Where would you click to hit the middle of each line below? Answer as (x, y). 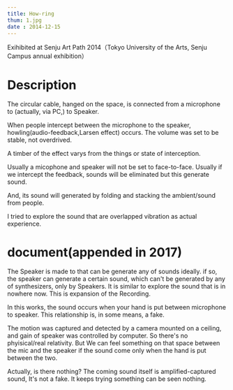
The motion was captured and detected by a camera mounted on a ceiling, (114, 328)
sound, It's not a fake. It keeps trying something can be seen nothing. (107, 379)
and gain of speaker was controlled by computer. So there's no (98, 335)
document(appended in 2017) (95, 252)
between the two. (32, 358)
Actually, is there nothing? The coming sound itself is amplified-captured (112, 372)
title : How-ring (31, 14)
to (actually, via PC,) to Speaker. (53, 112)
